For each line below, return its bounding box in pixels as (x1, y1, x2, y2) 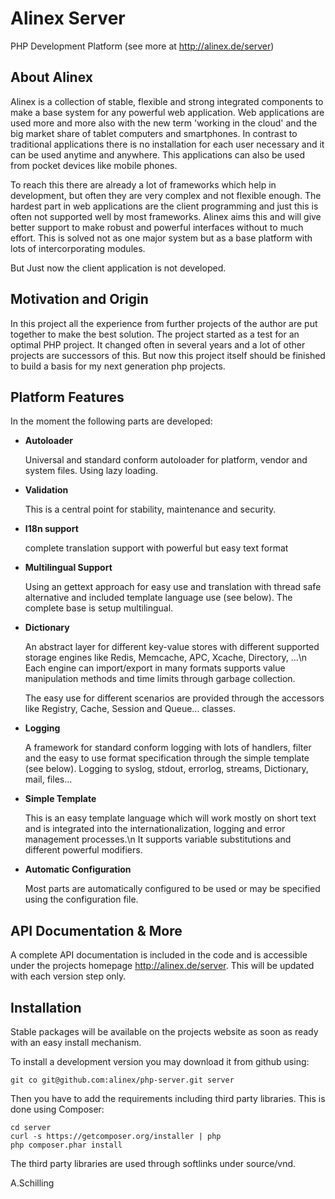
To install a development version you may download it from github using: (10, 1056, 310, 1067)
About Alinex (10, 69, 93, 86)
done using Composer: (10, 1103, 105, 1115)
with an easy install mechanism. (10, 1037, 142, 1048)
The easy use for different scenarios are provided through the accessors (24, 692, 325, 704)
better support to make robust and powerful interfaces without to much (10, 221, 304, 233)
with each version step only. (10, 970, 127, 982)
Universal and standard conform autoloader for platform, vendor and (24, 454, 308, 466)
